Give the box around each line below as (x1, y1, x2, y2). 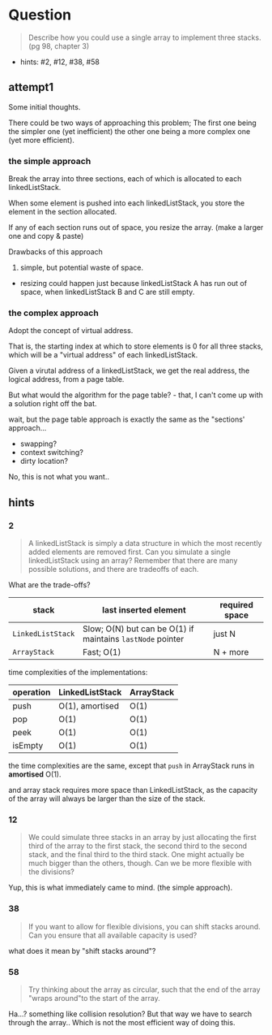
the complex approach (8, 307, 99, 318)
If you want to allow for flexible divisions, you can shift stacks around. (28, 921, 261, 931)
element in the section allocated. (8, 207, 117, 217)
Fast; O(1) (82, 647, 121, 658)
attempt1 (8, 80, 54, 94)
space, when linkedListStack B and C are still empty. (19, 287, 195, 297)
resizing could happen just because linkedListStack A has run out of (19, 279, 248, 288)
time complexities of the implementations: (8, 668, 148, 678)
